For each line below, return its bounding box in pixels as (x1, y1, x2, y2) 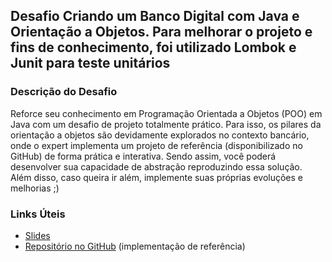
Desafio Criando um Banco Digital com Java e (10, 8, 300, 25)
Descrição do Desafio (10, 85, 118, 99)
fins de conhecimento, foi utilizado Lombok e (10, 39, 297, 56)
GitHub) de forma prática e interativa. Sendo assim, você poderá (10, 150, 277, 162)
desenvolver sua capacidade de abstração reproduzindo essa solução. (10, 160, 303, 173)
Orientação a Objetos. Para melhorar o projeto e (10, 24, 313, 41)
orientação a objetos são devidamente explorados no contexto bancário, (10, 129, 310, 141)
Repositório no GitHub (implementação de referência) (24, 240, 246, 252)
